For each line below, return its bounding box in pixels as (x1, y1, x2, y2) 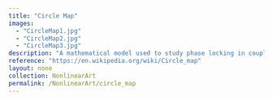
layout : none (8, 65, 53, 73)
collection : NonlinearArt (8, 72, 96, 80)
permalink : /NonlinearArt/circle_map (8, 79, 136, 87)
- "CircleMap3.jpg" (15, 42, 82, 50)
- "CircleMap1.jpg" (15, 27, 82, 35)
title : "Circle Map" (8, 11, 79, 20)
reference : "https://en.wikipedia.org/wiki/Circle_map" (8, 57, 201, 65)
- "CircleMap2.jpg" (15, 34, 82, 43)
